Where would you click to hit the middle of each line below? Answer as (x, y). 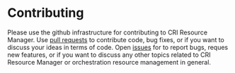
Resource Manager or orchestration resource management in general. (109, 62)
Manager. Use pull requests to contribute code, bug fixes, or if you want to (116, 39)
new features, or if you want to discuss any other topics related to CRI (109, 55)
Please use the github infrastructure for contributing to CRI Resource (107, 32)
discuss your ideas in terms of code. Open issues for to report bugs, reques (118, 47)
